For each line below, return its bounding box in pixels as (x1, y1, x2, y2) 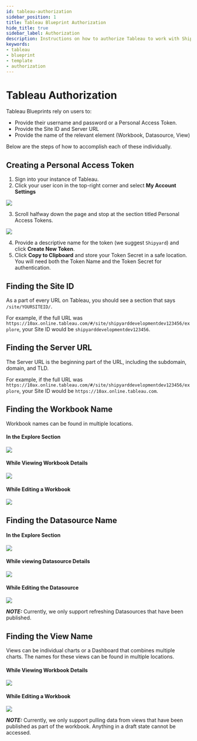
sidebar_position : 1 (6, 14, 57, 20)
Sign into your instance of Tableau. (14, 176, 99, 183)
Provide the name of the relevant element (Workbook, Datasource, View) (14, 132, 191, 139)
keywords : (6, 42, 30, 48)
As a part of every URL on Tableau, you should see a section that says (6, 297, 176, 304)
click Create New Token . (14, 245, 75, 252)
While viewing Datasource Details (6, 558, 90, 565)
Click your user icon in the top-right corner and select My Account (14, 182, 176, 189)
